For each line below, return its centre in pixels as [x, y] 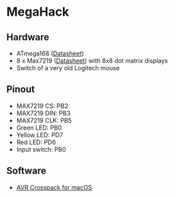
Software [26, 171]
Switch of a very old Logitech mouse [68, 68]
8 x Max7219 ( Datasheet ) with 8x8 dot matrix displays [92, 61]
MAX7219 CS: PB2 [42, 106]
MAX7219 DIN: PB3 [43, 113]
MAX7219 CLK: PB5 [44, 120]
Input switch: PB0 [41, 149]
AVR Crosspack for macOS [54, 187]
